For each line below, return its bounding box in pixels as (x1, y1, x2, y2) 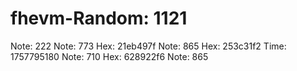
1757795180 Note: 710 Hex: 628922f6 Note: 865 (10, 50, 209, 62)
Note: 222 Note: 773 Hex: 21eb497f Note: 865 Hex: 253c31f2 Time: (10, 40, 287, 52)
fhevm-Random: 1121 (10, 7, 188, 30)
